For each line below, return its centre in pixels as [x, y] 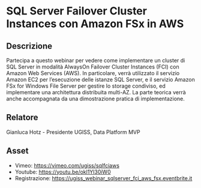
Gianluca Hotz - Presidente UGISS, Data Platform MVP [73, 132]
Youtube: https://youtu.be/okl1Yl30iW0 [63, 172]
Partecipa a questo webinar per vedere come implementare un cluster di [96, 60]
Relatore [22, 117]
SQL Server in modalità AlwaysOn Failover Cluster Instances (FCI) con [93, 67]
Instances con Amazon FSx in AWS [95, 24]
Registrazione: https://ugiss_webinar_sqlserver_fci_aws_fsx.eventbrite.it [103, 178]
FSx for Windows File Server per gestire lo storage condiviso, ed [86, 86]
